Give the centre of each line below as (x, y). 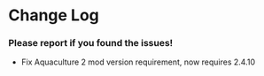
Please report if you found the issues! (91, 43)
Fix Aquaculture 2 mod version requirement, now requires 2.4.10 (138, 62)
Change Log (54, 15)
